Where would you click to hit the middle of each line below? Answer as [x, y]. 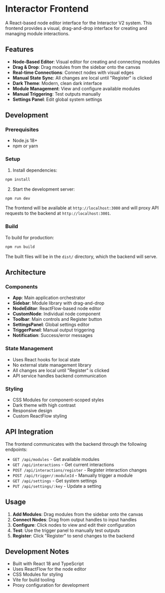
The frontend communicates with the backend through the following [76, 444]
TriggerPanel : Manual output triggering [53, 330]
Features [19, 49]
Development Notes [37, 551]
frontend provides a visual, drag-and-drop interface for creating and [76, 28]
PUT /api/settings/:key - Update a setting [57, 486]
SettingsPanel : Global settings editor [51, 325]
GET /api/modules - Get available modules [56, 459]
